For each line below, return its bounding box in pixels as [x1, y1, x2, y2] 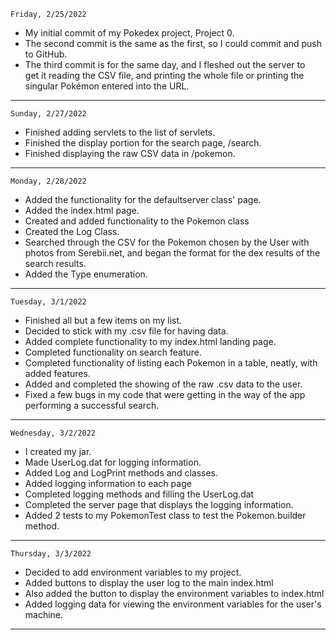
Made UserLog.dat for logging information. [24, 456, 202, 468]
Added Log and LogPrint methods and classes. [24, 467, 219, 479]
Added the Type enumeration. [24, 268, 148, 280]
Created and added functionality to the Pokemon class [24, 215, 250, 227]
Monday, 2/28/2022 [10, 176, 87, 186]
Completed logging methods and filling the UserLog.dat [24, 488, 255, 500]
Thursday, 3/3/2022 [10, 549, 92, 559]
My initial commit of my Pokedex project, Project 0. [24, 27, 235, 39]
